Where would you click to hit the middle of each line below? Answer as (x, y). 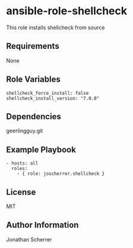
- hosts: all (22, 163)
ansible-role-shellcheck (67, 11)
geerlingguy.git (25, 131)
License (21, 192)
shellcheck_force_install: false (47, 93)
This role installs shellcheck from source (56, 27)
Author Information (42, 225)
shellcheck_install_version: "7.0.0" (53, 98)
